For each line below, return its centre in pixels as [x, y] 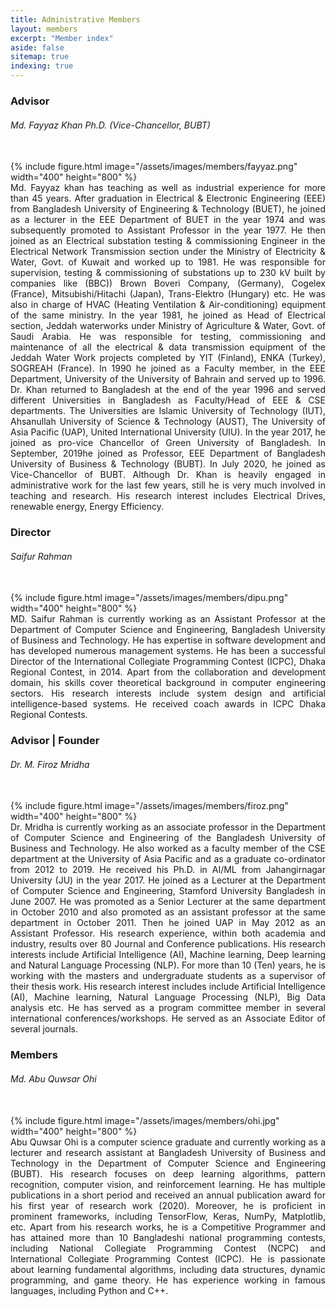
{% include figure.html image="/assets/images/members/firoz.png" [149, 806]
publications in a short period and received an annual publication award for [168, 1195]
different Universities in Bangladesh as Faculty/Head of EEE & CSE [168, 400]
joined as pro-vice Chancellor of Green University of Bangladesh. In [168, 443]
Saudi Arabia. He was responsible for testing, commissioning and [168, 337]
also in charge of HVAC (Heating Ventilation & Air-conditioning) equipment [168, 305]
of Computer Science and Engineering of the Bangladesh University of [168, 838]
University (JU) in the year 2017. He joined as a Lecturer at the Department [168, 880]
